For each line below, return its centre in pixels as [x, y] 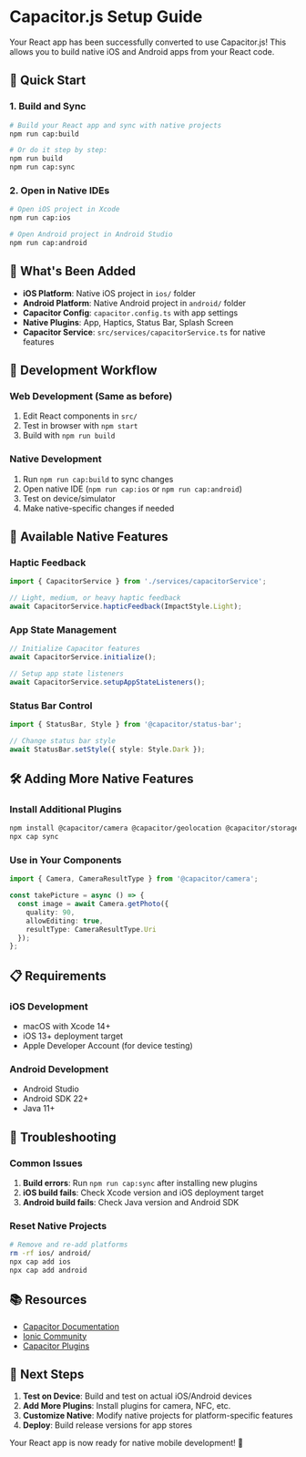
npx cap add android [49, 1270]
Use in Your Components [66, 860]
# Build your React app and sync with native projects [116, 125]
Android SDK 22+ [56, 1099]
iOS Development [49, 1007]
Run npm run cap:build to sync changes [98, 479]
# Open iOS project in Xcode [65, 210]
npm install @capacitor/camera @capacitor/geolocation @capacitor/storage [154, 828]
